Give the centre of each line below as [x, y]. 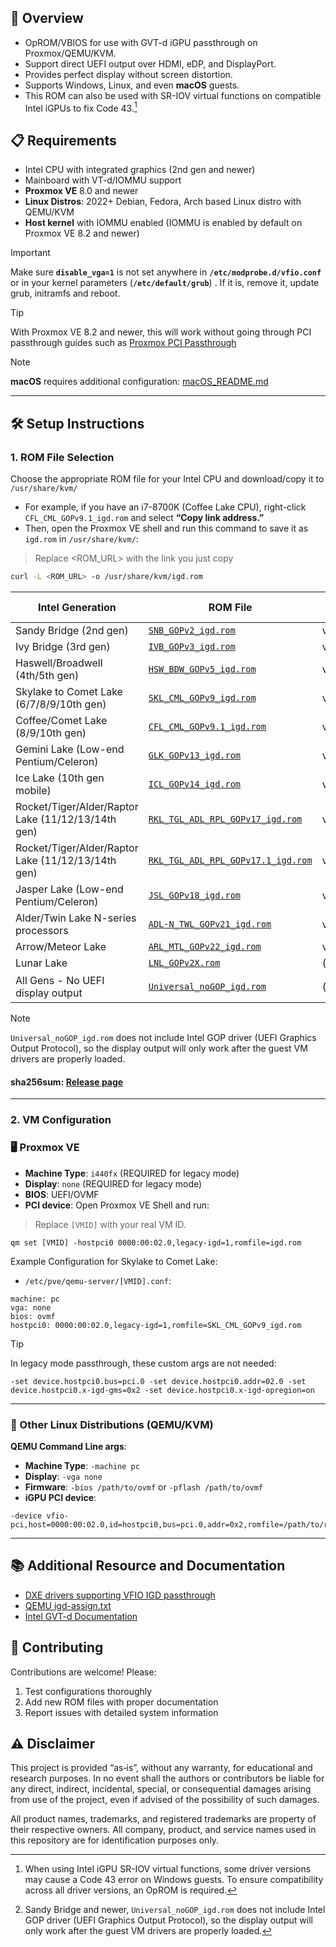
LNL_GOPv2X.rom [184, 962]
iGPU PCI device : [60, 1497]
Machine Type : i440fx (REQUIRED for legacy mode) [132, 1173]
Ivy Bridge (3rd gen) [63, 646]
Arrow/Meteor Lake [61, 946]
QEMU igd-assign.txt [68, 1605]
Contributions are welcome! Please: [83, 1672]
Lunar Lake [41, 963]
